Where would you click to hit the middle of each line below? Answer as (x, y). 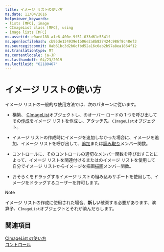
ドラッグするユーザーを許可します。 (65, 183)
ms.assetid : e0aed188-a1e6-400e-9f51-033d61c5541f (58, 37)
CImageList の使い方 (26, 238)
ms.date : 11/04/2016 (26, 14)
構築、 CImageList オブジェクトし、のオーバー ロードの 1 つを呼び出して (85, 115)
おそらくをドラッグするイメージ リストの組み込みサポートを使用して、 (83, 177)
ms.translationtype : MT (29, 50)
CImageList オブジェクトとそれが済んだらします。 (67, 209)
